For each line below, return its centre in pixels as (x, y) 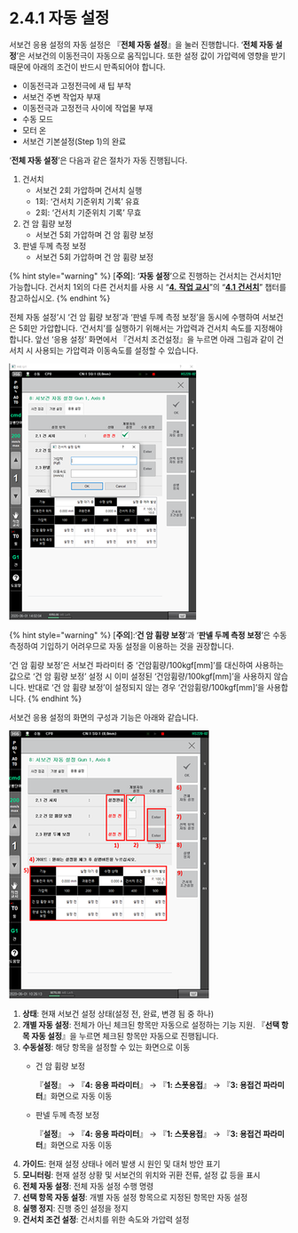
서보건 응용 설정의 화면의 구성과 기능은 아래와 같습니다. (104, 717)
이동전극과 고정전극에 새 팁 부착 (76, 85)
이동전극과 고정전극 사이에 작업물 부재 (87, 108)
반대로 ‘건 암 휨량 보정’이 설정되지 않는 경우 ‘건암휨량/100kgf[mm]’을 (146, 687)
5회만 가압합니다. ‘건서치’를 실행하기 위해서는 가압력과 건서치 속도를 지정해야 (150, 328)
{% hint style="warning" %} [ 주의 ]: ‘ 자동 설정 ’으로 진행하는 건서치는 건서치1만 (145, 276)
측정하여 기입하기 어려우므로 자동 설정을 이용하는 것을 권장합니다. (122, 646)
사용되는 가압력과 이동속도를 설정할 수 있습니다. (117, 350)
